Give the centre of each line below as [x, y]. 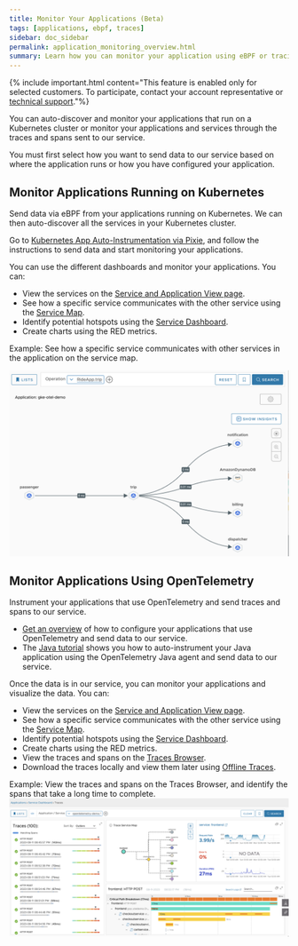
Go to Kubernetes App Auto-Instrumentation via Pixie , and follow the [134, 240]
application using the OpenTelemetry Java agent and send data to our [149, 657]
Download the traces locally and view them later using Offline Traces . [149, 767]
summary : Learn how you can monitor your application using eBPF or [138, 56]
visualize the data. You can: [59, 694]
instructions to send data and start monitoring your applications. [126, 250]
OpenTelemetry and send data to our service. [105, 639]
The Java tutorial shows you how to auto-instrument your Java [137, 648]
